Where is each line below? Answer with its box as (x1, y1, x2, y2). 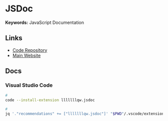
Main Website (12, 52, 41, 58)
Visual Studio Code (5, 82, 53, 89)
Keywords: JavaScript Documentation (5, 19, 84, 25)
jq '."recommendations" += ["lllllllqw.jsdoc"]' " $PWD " (5, 112, 124, 117)
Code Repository (12, 47, 47, 53)
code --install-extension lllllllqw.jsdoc (5, 98, 95, 103)
